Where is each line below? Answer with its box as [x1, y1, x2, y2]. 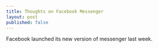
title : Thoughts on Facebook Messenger [6, 8, 104, 15]
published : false [6, 19, 49, 25]
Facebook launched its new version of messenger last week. [6, 36, 153, 43]
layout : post [6, 14, 38, 20]
